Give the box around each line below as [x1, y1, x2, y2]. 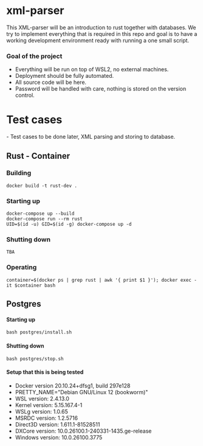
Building [6, 169, 32, 177]
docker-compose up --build [6, 211, 75, 217]
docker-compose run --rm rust [6, 216, 83, 222]
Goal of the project [6, 52, 63, 60]
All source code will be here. [15, 78, 87, 86]
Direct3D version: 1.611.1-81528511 [15, 420, 100, 428]
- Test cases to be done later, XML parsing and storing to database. [6, 133, 176, 141]
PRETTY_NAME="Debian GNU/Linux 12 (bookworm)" [15, 388, 148, 395]
